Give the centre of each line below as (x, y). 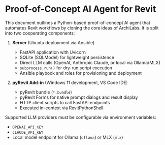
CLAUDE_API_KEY (28, 132)
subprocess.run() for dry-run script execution (66, 68)
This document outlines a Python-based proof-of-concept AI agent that (78, 23)
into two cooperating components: (40, 33)
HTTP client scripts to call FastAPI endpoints (65, 102)
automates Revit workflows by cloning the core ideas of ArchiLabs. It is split (82, 28)
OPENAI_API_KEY (28, 127)
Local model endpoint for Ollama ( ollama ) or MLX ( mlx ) (67, 137)
